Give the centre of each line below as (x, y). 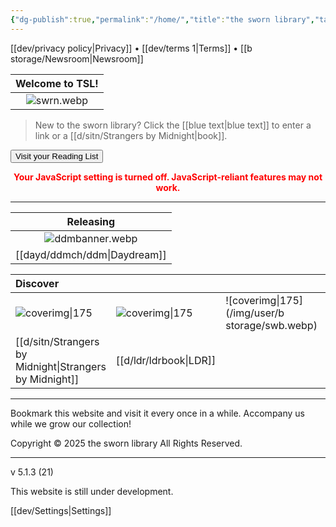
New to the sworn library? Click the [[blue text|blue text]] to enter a (173, 125)
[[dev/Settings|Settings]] (61, 510)
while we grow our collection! (71, 423)
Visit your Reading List (57, 156)
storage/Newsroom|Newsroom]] (77, 58)
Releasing (91, 221)
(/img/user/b (255, 313)
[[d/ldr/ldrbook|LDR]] (166, 360)
